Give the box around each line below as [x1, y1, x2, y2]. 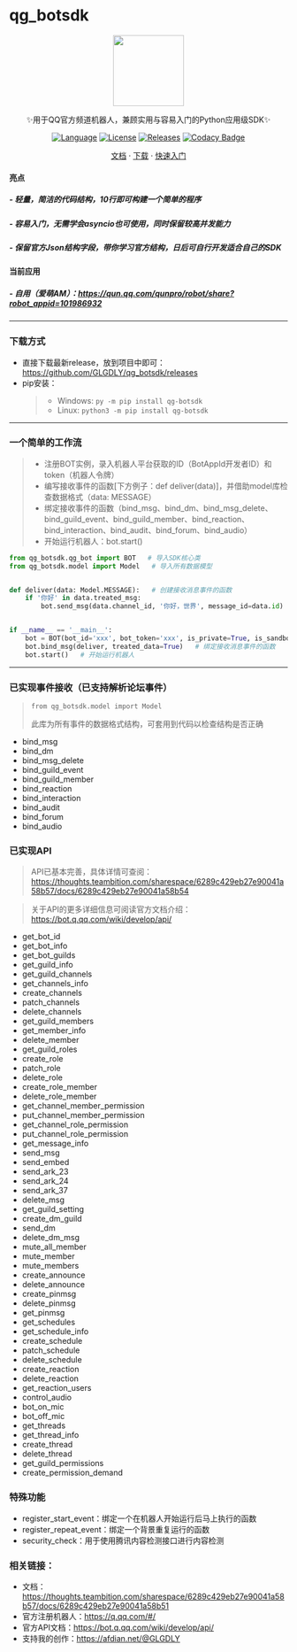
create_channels [21, 988, 82, 999]
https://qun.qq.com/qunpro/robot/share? [78, 288, 234, 298]
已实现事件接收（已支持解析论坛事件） [9, 681, 172, 693]
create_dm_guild [21, 1214, 82, 1224]
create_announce [21, 1270, 86, 1280]
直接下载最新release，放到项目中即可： [21, 357, 166, 367]
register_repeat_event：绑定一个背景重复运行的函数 [21, 1524, 210, 1534]
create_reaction [21, 1364, 80, 1375]
